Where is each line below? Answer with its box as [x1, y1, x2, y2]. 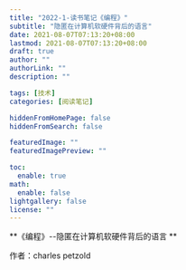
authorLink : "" [9, 64, 67, 73]
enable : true [17, 171, 67, 180]
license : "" [9, 205, 54, 214]
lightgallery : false [9, 197, 88, 206]
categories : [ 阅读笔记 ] [9, 97, 93, 106]
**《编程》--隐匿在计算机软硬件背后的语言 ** [9, 231, 178, 242]
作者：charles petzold [9, 250, 91, 261]
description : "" [9, 72, 70, 82]
